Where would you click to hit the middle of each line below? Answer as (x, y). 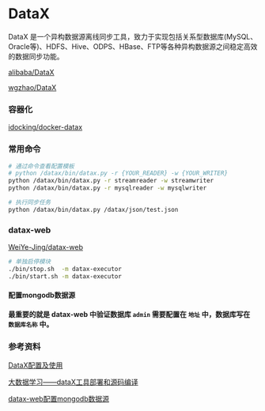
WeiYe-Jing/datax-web (45, 247)
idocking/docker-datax (45, 127)
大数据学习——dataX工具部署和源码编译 (73, 382)
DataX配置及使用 (36, 365)
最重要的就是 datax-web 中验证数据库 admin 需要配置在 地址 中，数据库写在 (129, 314)
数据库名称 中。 (31, 324)
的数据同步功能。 (36, 56)
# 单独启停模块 (30, 262)
